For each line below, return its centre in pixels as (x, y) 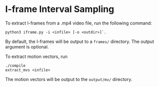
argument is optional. (27, 46)
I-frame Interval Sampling (60, 9)
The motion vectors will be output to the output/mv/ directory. (69, 79)
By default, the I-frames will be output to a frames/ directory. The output (80, 41)
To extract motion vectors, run (36, 56)
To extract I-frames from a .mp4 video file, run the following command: (78, 23)
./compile (16, 65)
